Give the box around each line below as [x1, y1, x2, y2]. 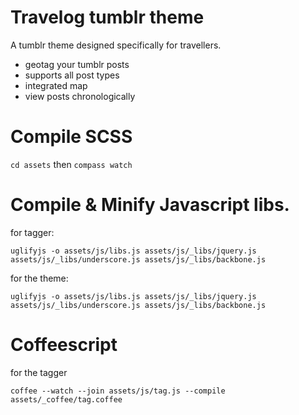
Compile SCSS [10, 126, 133, 148]
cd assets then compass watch [10, 158, 133, 170]
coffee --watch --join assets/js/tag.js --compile [10, 386, 226, 396]
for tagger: [10, 226, 55, 238]
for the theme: [10, 272, 69, 284]
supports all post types [24, 69, 120, 81]
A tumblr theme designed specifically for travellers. [10, 39, 222, 51]
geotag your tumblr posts [24, 58, 130, 70]
